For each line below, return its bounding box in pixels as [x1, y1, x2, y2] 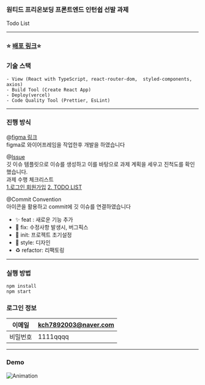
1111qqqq [37, 332, 69, 341]
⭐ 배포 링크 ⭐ [6, 42, 41, 50]
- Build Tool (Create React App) [6, 87, 92, 93]
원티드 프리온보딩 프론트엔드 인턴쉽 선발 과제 [6, 5, 129, 13]
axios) [6, 81, 23, 87]
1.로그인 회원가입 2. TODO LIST [6, 183, 82, 191]
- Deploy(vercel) [6, 92, 51, 98]
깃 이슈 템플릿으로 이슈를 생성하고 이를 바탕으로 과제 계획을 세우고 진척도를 [6, 160, 184, 167]
